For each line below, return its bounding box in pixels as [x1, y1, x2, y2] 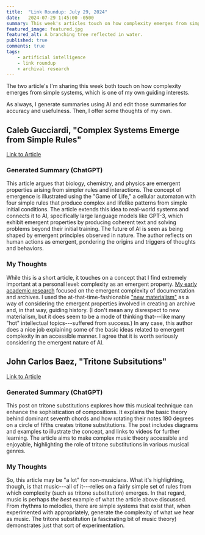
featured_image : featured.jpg [6, 26, 84, 32]
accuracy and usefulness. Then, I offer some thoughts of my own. [6, 107, 172, 115]
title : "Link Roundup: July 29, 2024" [6, 9, 108, 15]
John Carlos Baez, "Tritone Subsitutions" [6, 357, 167, 367]
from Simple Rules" [6, 134, 82, 145]
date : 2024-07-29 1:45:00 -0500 [6, 15, 95, 21]
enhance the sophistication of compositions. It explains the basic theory [6, 408, 187, 415]
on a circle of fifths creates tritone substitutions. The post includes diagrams [6, 421, 198, 428]
